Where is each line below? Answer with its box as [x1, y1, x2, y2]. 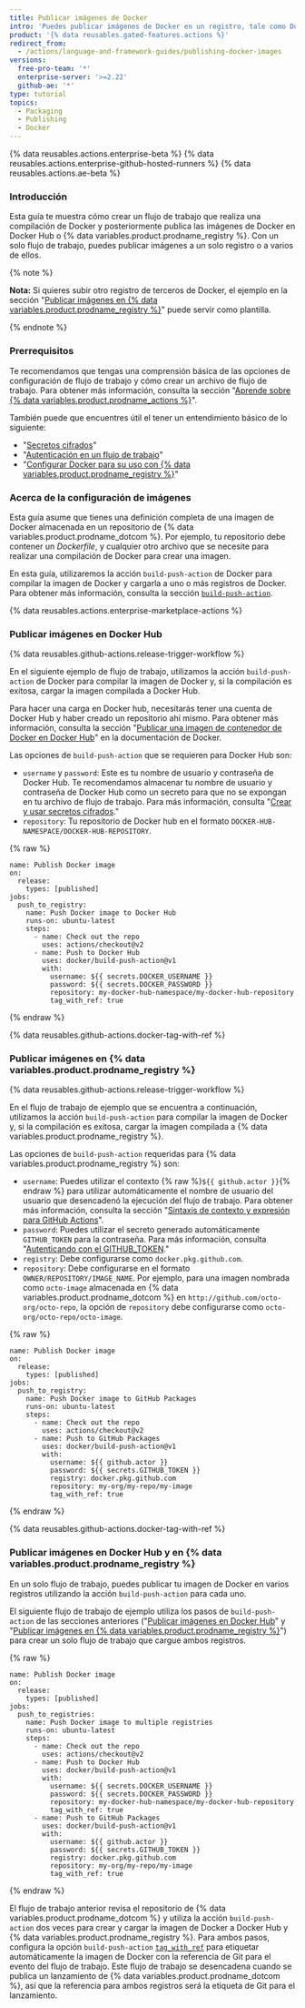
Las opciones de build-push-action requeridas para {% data [9, 1149, 236, 1160]
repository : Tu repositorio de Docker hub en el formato [22, 816, 230, 827]
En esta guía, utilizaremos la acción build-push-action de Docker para [9, 568, 272, 579]
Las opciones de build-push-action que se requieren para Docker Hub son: [9, 750, 292, 761]
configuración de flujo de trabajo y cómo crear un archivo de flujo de [9, 375, 268, 386]
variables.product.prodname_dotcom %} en [22, 1292, 186, 1303]
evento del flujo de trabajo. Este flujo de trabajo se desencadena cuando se [9, 1961, 292, 1972]
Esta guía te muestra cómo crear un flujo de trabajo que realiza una [9, 211, 261, 222]
